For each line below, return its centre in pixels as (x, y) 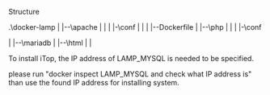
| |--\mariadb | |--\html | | (50, 43)
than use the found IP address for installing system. (94, 83)
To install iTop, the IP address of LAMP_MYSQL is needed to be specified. (131, 58)
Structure (24, 12)
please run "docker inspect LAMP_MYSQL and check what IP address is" (130, 74)
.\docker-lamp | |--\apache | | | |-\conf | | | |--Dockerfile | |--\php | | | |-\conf (135, 27)
